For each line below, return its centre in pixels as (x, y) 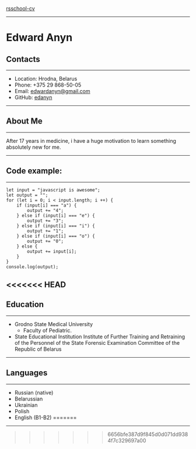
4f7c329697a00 (127, 440)
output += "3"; (45, 221)
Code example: (34, 171)
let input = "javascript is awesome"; (53, 190)
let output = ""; (27, 195)
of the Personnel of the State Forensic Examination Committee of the (97, 342)
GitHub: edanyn (33, 97)
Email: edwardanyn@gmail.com (52, 91)
